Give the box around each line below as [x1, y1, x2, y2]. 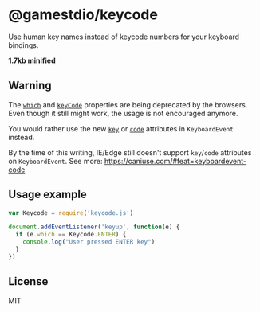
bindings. [8, 40, 39, 49]
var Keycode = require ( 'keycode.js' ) [8, 209, 134, 216]
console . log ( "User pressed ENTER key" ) [22, 238, 156, 246]
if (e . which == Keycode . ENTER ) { [15, 231, 127, 239]
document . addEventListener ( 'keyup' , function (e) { [8, 223, 180, 232]
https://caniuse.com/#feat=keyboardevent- [104, 156, 247, 166]
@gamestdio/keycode [8, 6, 158, 24]
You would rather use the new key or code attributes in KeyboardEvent [8, 123, 234, 133]
